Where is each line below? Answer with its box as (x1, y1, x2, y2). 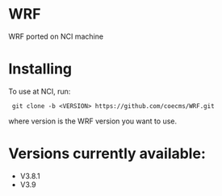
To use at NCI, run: (8, 86, 71, 96)
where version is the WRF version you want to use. (8, 116, 178, 126)
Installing (8, 60, 73, 78)
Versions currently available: (8, 144, 206, 163)
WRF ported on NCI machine (8, 31, 103, 41)
